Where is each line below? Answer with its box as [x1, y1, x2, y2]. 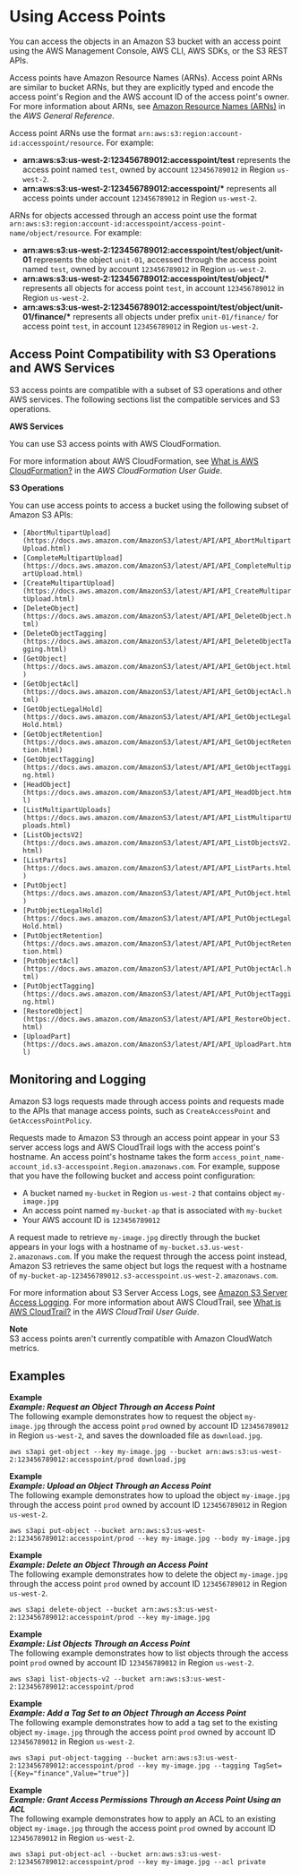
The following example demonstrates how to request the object [9, 1411, 244, 1422]
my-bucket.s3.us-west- [159, 1243, 244, 1252]
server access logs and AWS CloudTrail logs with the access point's [9, 1142, 261, 1152]
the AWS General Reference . [9, 110, 115, 121]
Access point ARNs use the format [9, 127, 137, 138]
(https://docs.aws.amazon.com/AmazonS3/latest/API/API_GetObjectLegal [21, 712, 292, 722]
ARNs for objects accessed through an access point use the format [9, 210, 258, 220]
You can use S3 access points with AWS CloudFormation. [9, 438, 222, 449]
